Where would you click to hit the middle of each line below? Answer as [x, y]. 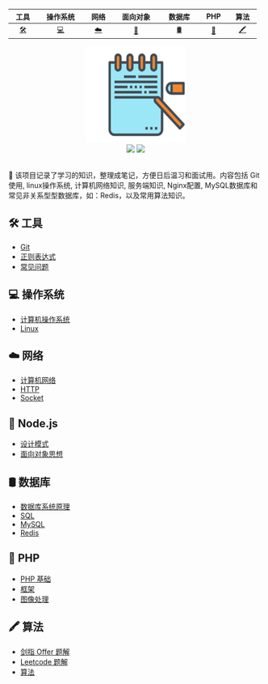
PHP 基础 [36, 579]
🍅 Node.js [33, 423]
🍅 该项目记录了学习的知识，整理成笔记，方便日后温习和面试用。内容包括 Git [134, 175]
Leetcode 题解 [44, 661]
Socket [32, 398]
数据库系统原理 [45, 506]
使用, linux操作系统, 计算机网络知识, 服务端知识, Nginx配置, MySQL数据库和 [133, 185]
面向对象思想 [41, 454]
